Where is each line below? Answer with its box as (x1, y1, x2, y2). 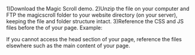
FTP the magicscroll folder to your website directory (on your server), (6, 11, 178, 19)
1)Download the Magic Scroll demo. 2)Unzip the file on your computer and (6, 5, 190, 12)
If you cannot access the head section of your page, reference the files (6, 36, 182, 42)
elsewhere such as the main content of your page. (6, 42, 131, 49)
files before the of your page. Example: (6, 24, 103, 31)
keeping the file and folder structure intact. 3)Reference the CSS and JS (6, 18, 184, 25)
